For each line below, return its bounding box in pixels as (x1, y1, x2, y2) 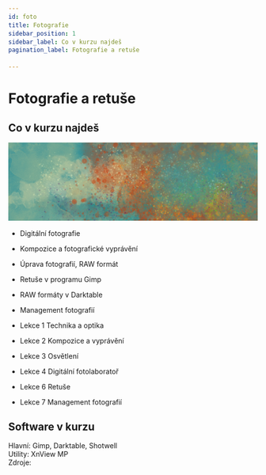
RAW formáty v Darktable (19, 290, 103, 299)
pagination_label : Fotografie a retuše (8, 46, 140, 55)
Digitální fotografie (19, 228, 81, 237)
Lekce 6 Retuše (19, 382, 71, 391)
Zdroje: (8, 458, 32, 467)
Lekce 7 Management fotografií (19, 397, 123, 407)
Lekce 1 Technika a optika (19, 321, 104, 330)
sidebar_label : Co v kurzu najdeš (8, 38, 123, 46)
